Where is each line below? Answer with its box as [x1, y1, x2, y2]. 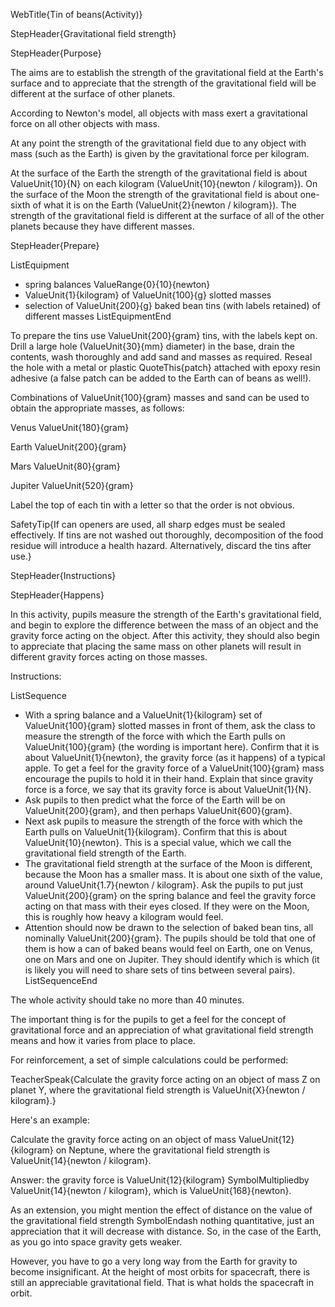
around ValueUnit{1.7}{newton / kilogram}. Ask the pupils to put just [24, 879, 304, 891]
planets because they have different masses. [10, 220, 195, 232]
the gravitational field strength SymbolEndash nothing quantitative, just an [10, 1215, 315, 1226]
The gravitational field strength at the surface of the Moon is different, [24, 858, 313, 869]
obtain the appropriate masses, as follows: [10, 402, 185, 414]
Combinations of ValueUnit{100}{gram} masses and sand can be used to [10, 392, 310, 403]
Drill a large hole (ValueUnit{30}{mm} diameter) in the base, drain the [10, 340, 295, 352]
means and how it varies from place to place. [10, 1035, 196, 1046]
